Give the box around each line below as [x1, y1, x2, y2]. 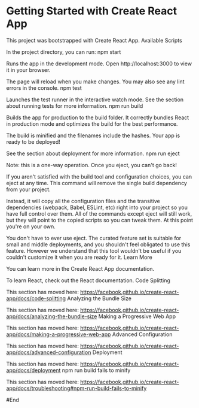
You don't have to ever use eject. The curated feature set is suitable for [6, 234, 182, 241]
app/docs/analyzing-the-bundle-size [6, 313, 97, 320]
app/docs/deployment [6, 367, 61, 374]
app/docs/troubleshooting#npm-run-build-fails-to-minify [6, 385, 147, 392]
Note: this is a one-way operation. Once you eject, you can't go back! [6, 161, 177, 168]
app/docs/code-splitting [6, 295, 66, 302]
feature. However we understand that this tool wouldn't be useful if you [6, 247, 182, 254]
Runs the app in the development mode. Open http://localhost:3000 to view [6, 60, 192, 67]
